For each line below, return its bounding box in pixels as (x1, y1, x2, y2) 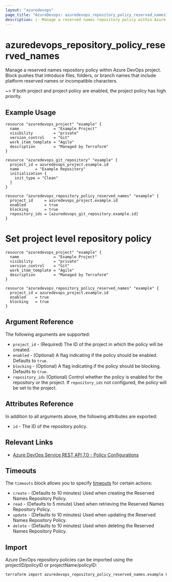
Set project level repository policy (5, 233, 152, 245)
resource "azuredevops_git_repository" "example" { (5, 157, 118, 163)
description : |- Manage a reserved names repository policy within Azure (5, 17, 166, 22)
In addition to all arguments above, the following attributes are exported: (5, 413, 158, 419)
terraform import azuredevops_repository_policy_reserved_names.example (5, 572, 164, 577)
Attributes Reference (5, 399, 74, 408)
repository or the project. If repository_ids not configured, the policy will (12, 379, 167, 385)
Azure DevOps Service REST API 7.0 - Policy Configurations (12, 452, 139, 458)
